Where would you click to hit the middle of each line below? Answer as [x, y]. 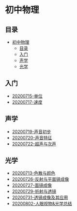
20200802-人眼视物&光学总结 [42, 204]
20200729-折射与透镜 [34, 192]
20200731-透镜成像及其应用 [40, 197]
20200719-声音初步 [31, 132]
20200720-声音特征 [32, 137]
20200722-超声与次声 [34, 144]
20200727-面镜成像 [32, 185]
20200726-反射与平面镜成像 [40, 179]
